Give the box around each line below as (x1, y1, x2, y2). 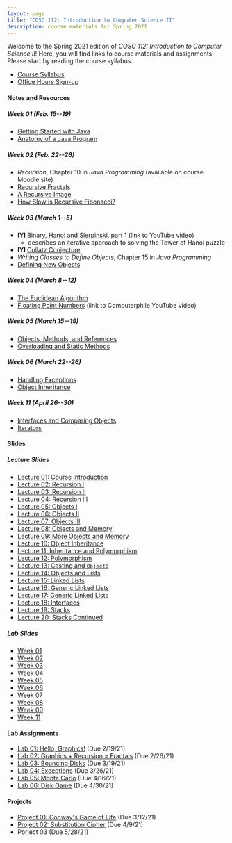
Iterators (17, 423, 42, 432)
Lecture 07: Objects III (17, 517, 81, 525)
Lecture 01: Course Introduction (17, 473, 108, 482)
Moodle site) (17, 175, 53, 183)
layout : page (7, 10, 45, 17)
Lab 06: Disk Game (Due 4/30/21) (17, 781, 114, 789)
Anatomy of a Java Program (17, 134, 98, 142)
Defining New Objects (17, 260, 81, 268)
